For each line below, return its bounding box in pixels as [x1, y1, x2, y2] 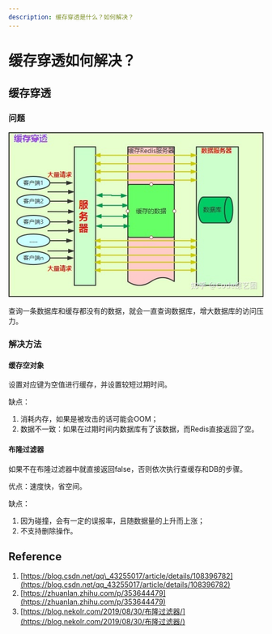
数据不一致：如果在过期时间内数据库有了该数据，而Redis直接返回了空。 [19, 424, 259, 434]
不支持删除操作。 [19, 525, 78, 535]
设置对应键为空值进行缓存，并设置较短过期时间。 [8, 379, 172, 389]
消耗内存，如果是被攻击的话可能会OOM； [19, 414, 159, 424]
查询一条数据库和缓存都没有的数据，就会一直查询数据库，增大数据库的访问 [8, 306, 257, 316]
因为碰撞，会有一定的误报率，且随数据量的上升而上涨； [19, 516, 205, 525]
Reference [8, 550, 62, 563]
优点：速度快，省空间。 [8, 481, 87, 490]
